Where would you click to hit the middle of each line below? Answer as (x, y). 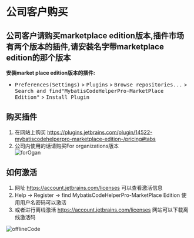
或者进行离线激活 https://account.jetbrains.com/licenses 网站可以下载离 (101, 210)
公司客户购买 (37, 12)
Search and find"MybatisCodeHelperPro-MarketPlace (89, 91)
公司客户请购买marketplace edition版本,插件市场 (95, 36)
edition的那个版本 (39, 57)
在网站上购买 (30, 132)
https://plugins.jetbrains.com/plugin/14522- (100, 132)
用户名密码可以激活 (43, 202)
